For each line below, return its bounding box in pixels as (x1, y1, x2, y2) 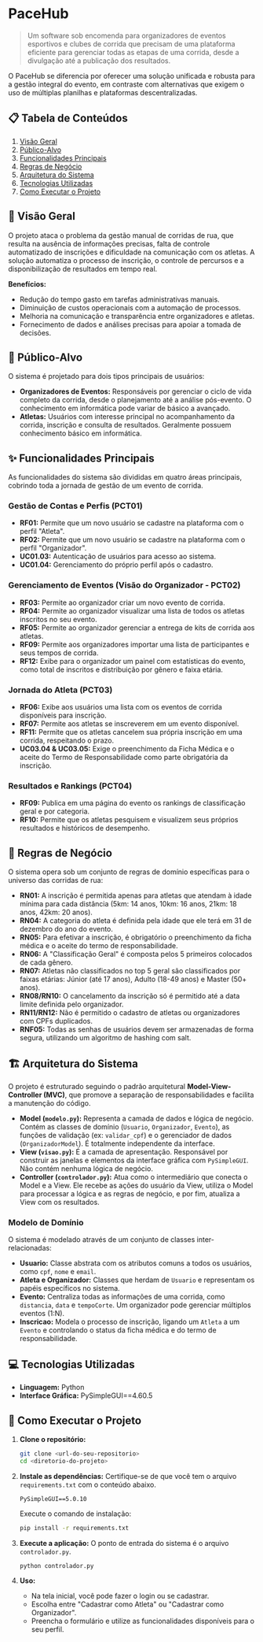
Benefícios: (8, 279, 47, 288)
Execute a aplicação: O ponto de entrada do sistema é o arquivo (19, 1538, 229, 1547)
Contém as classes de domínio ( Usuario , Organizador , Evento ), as (19, 1122, 230, 1131)
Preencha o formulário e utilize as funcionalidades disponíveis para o (31, 1616, 255, 1626)
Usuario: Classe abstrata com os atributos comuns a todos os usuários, (19, 1258, 253, 1268)
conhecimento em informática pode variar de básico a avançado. (19, 403, 231, 413)
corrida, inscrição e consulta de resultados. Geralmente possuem (19, 421, 232, 430)
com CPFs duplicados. (19, 1017, 93, 1026)
